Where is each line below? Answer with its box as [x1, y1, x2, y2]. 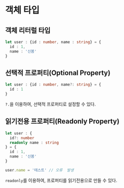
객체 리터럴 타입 [5, 26, 51, 34]
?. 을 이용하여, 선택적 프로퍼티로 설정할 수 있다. [5, 101, 96, 107]
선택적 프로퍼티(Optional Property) [5, 68, 111, 77]
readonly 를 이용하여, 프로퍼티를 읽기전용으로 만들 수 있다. [5, 177, 118, 183]
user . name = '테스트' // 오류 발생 [5, 167, 74, 172]
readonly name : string [9, 140, 59, 145]
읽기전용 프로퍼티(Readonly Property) [5, 117, 120, 125]
